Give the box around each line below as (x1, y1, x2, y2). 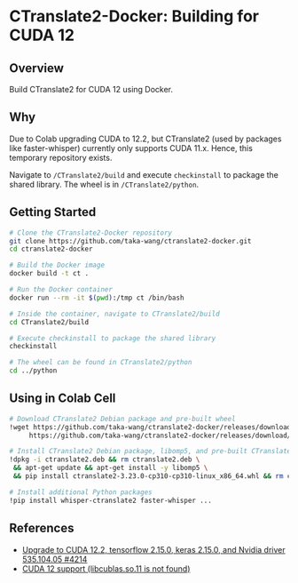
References (9, 521, 74, 536)
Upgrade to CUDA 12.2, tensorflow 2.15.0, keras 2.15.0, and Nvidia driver (21, 544, 286, 555)
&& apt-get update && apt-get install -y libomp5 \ (12, 464, 208, 473)
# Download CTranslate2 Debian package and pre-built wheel (9, 414, 237, 423)
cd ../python (9, 366, 58, 375)
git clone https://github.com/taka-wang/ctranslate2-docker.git (9, 236, 252, 245)
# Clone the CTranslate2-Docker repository (9, 228, 173, 237)
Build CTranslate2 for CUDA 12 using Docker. (9, 84, 174, 94)
